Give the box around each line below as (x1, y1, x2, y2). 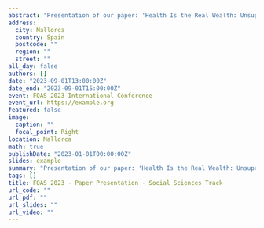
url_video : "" (8, 208, 55, 216)
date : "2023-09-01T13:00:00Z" (8, 77, 108, 85)
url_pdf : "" (8, 194, 47, 201)
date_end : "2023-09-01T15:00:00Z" (8, 84, 122, 92)
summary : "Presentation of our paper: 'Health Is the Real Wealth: (8, 165, 234, 172)
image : (8, 114, 30, 121)
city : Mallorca (15, 26, 65, 34)
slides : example (8, 157, 61, 165)
